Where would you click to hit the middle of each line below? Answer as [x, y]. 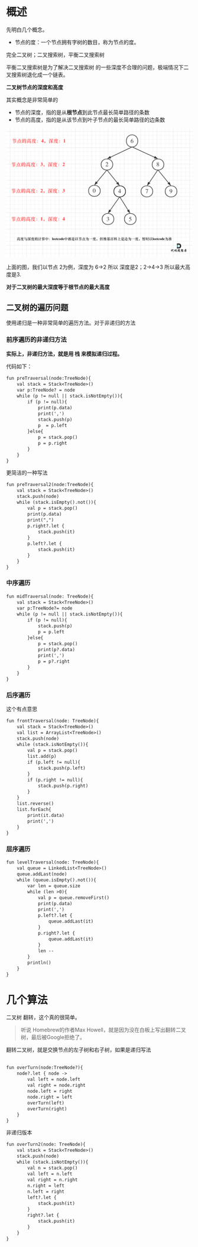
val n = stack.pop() [53, 1168]
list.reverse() [35, 804]
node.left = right [50, 1091]
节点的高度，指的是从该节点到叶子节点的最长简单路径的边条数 [90, 119]
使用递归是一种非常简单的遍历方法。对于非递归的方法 [71, 323]
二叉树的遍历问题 [37, 307]
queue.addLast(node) [42, 874]
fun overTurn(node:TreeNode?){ [45, 1068]
